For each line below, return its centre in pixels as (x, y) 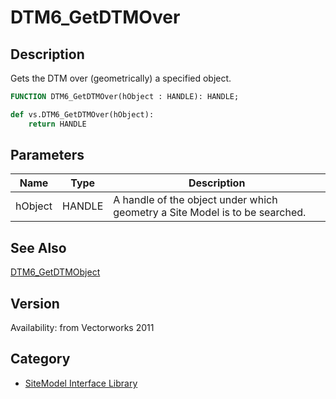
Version (35, 303)
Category (40, 359)
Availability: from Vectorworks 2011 (82, 328)
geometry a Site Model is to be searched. (210, 213)
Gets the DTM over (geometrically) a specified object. (121, 78)
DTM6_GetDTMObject (55, 272)
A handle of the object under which (195, 200)
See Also (38, 247)
